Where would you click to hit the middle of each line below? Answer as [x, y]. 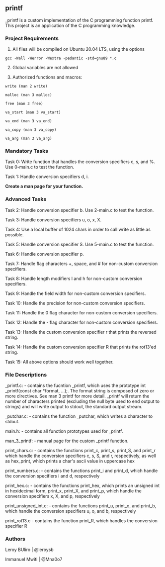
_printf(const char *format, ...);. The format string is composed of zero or [80, 391]
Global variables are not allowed [45, 68]
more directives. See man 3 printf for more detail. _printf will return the [77, 396]
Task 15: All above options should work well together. [59, 362]
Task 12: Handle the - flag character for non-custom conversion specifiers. [82, 322]
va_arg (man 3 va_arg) [29, 139]
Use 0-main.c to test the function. [40, 167]
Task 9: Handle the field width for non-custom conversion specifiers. [76, 293]
